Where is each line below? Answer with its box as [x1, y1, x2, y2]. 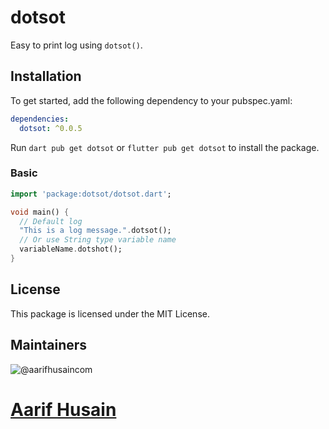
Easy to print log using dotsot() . [10, 39, 143, 51]
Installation [10, 68, 82, 85]
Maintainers [10, 337, 88, 354]
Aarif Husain [10, 398, 117, 421]
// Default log [19, 216, 83, 226]
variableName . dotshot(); [19, 244, 123, 255]
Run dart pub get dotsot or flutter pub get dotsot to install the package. [10, 141, 320, 153]
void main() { [10, 207, 70, 217]
